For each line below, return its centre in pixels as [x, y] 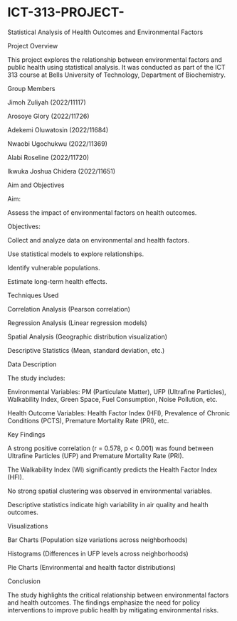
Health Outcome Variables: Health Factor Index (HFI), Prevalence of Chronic [119, 413]
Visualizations [28, 526]
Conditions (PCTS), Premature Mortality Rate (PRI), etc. [88, 420]
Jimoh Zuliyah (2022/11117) [47, 102]
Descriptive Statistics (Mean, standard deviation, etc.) [86, 350]
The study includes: [36, 378]
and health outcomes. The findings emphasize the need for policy [104, 603]
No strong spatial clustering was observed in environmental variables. [110, 491]
